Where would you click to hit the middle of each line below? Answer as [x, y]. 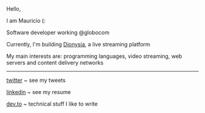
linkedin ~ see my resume [39, 92]
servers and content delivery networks [55, 63]
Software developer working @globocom [58, 32]
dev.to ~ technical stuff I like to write [52, 104]
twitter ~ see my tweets [36, 80]
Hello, [14, 9]
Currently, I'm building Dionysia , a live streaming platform [78, 44]
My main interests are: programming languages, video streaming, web [94, 56]
